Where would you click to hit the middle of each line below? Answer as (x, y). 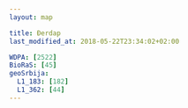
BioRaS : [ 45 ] (33, 65)
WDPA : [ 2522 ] (33, 57)
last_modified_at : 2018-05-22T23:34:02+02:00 (94, 41)
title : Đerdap (35, 33)
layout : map (31, 17)
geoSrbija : (29, 74)
